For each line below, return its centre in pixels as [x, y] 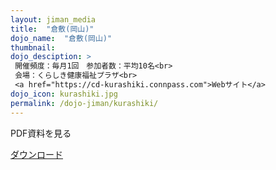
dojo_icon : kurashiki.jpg [64, 94]
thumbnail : [33, 47]
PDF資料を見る [41, 133]
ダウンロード [36, 154]
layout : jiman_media [53, 19]
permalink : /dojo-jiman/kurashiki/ [84, 103]
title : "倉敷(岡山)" [52, 29]
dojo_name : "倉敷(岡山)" [61, 38]
